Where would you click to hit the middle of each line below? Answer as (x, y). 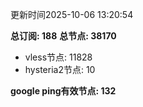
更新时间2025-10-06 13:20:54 (72, 14)
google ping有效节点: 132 (63, 91)
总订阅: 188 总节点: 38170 (63, 36)
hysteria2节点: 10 (60, 69)
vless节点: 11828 (58, 57)
